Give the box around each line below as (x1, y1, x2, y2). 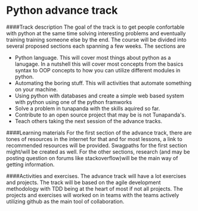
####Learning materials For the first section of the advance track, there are (6, 129, 192, 136)
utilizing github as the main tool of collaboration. (6, 198, 125, 205)
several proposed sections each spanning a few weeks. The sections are (6, 42, 185, 50)
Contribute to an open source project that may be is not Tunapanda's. (14, 111, 186, 118)
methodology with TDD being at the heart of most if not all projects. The (6, 185, 183, 192)
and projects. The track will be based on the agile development (6, 179, 161, 186)
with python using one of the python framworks (14, 98, 132, 105)
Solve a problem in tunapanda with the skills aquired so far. (14, 105, 160, 112)
